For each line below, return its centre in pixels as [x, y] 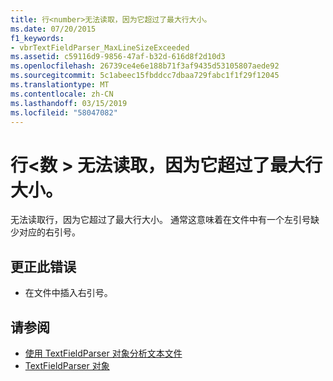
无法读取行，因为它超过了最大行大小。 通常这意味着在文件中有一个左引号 [160, 220]
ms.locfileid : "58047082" [64, 112]
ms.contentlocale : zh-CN [62, 94]
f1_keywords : [37, 38]
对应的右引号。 [49, 232]
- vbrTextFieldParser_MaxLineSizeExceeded [100, 47]
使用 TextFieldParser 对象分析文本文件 [103, 353]
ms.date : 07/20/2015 [53, 29]
